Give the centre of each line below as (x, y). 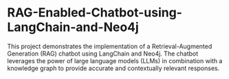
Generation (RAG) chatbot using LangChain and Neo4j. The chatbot (103, 54)
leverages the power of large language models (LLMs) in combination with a (115, 60)
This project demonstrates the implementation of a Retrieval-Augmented (110, 46)
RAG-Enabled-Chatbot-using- (95, 13)
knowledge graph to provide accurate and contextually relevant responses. (113, 68)
